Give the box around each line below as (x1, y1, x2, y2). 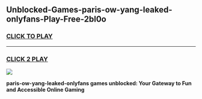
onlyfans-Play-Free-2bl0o (6, 14, 106, 25)
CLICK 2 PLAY (6, 55, 48, 63)
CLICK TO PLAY (6, 32, 53, 41)
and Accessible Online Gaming (6, 86, 85, 93)
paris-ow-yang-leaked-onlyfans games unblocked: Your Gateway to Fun (6, 79, 192, 86)
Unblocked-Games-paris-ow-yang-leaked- (6, 5, 173, 15)
